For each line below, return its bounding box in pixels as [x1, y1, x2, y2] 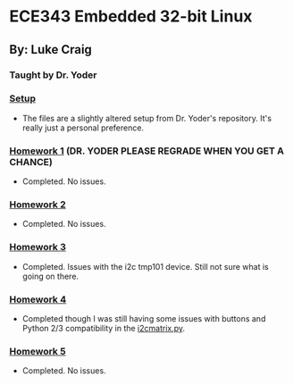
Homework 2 [9, 198, 67, 211]
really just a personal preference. [21, 122, 145, 133]
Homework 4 [9, 293, 67, 305]
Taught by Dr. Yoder [9, 69, 97, 81]
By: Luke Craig [9, 42, 92, 57]
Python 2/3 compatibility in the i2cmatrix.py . [21, 322, 186, 333]
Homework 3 [9, 241, 67, 254]
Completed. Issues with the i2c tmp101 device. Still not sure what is [21, 261, 270, 272]
